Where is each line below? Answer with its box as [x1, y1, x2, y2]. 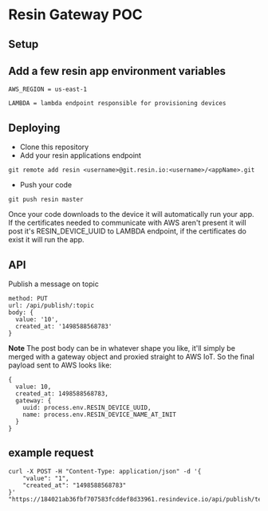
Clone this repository [19, 142, 89, 152]
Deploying [8, 121, 61, 135]
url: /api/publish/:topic [8, 301, 94, 310]
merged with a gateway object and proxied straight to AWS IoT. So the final [8, 352, 255, 362]
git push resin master [8, 195, 84, 204]
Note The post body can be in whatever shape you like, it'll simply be [8, 344, 235, 353]
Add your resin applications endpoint [19, 151, 142, 160]
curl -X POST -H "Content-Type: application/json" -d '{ [8, 467, 202, 475]
